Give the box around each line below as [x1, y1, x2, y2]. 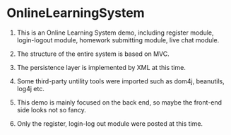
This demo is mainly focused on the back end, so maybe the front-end [16, 98, 223, 107]
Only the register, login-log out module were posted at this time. [16, 119, 203, 128]
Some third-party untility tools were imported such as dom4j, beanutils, [16, 76, 225, 86]
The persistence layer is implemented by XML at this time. [16, 63, 186, 71]
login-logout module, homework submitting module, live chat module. [16, 35, 220, 44]
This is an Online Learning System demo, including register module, [16, 28, 214, 37]
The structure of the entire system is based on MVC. [16, 49, 170, 58]
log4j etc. [16, 84, 45, 93]
